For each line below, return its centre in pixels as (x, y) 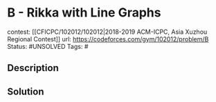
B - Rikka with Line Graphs (84, 13)
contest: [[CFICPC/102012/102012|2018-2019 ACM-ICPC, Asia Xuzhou (107, 32)
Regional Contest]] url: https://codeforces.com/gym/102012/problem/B (108, 39)
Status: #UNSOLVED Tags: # (48, 46)
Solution (26, 91)
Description (33, 68)
